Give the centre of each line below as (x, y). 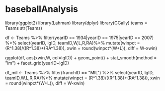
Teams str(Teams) (24, 28)
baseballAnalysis (42, 9)
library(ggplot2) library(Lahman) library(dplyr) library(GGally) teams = (76, 23)
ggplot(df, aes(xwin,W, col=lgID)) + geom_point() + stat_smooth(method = (81, 57)
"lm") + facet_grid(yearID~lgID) (37, 63)
